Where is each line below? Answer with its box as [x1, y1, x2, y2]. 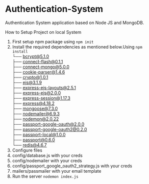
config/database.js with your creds [12, 152, 83, 158]
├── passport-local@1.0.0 [12, 131, 66, 137]
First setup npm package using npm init [12, 38, 94, 45]
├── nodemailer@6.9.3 [12, 110, 60, 116]
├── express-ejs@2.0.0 [12, 90, 61, 96]
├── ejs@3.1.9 [12, 79, 42, 85]
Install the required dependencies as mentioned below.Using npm [12, 44, 143, 50]
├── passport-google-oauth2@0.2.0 [12, 126, 87, 132]
